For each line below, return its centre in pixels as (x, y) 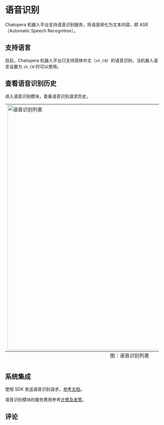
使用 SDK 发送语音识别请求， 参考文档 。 (45, 389)
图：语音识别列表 (129, 355)
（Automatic (18, 30)
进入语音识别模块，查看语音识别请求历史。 (48, 96)
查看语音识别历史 (31, 84)
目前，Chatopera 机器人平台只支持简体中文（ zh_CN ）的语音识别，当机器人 (79, 60)
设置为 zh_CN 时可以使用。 (35, 66)
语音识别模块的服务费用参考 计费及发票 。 (46, 400)
